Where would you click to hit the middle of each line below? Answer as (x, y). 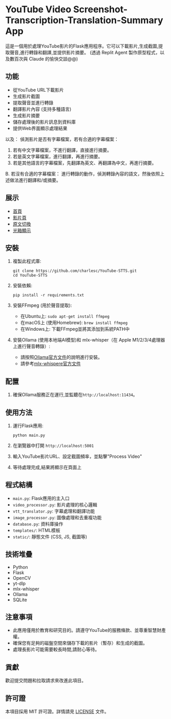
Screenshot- (101, 9)
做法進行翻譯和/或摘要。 (35, 180)
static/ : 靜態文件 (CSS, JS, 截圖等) (50, 537)
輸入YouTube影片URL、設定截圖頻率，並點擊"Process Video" (77, 456)
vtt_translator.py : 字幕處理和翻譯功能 (54, 511)
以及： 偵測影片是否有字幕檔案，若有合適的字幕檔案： (62, 139)
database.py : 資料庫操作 (38, 524)
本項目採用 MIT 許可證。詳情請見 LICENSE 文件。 (57, 712)
